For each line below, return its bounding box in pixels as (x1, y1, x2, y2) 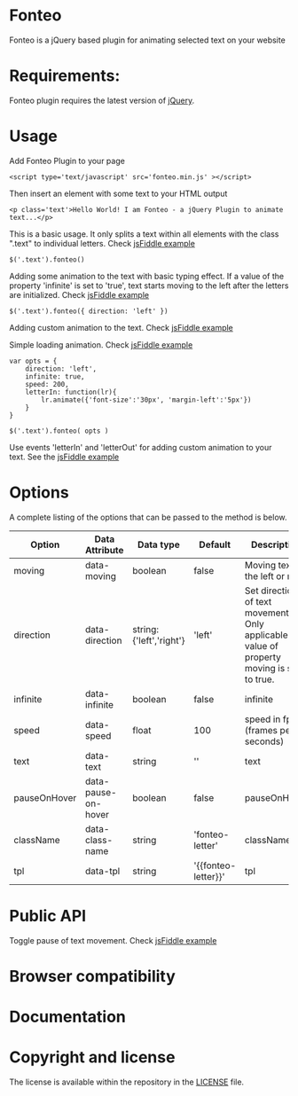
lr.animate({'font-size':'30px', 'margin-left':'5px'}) (41, 395, 252, 404)
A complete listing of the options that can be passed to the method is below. (9, 512, 287, 522)
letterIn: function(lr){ (25, 388, 117, 396)
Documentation (9, 1007, 127, 1027)
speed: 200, (25, 380, 69, 388)
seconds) (244, 735, 285, 748)
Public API (9, 905, 87, 926)
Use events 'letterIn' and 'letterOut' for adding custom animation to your (9, 442, 272, 452)
